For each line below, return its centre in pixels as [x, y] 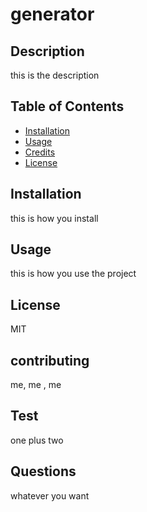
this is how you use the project [73, 274]
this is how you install [54, 218]
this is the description [55, 75]
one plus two [37, 440]
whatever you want [50, 495]
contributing [50, 360]
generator [52, 14]
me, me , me [36, 385]
